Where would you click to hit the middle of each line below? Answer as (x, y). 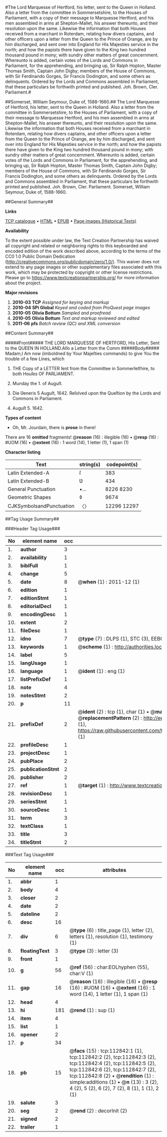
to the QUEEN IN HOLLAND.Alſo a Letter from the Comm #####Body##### (82, 348)
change (30, 574)
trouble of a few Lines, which (35, 359)
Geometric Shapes (29, 497)
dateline (30, 914)
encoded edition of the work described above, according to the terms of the (83, 251)
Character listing (23, 452)
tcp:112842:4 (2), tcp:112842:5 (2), (113, 1063)
